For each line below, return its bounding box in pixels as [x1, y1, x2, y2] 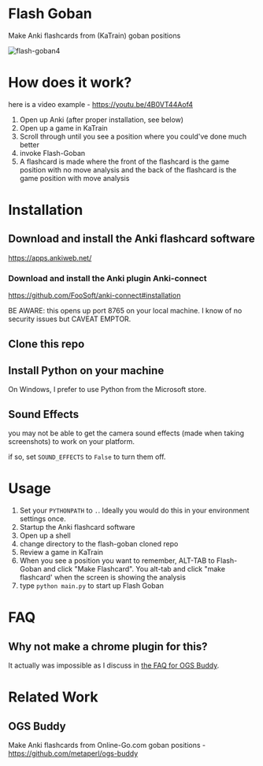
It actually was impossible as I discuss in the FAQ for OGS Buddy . [8, 661, 220, 670]
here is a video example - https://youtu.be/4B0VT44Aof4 [8, 99, 194, 109]
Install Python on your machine [8, 364, 165, 377]
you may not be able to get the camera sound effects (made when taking [8, 428, 244, 438]
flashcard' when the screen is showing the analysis [19, 572, 187, 583]
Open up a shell [19, 531, 71, 540]
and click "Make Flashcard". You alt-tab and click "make [43, 564, 226, 574]
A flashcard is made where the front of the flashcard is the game [19, 157, 230, 166]
